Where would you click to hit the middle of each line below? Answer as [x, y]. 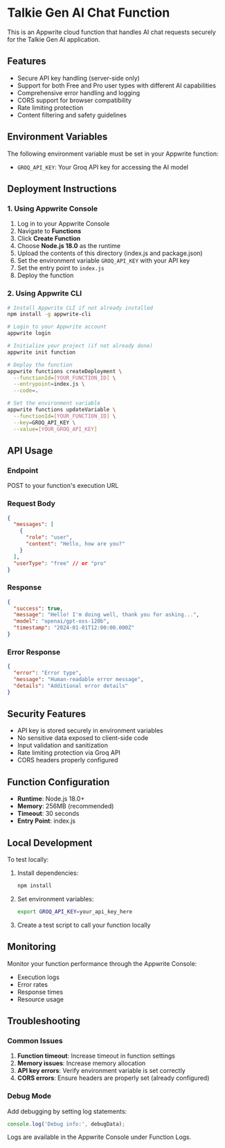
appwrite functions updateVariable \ [62, 410]
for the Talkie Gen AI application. [54, 39]
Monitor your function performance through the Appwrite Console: [102, 963]
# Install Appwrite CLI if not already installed [80, 308]
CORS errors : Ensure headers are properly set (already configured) [113, 1078]
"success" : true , [38, 608]
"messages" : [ [34, 525]
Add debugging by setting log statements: [67, 1111]
